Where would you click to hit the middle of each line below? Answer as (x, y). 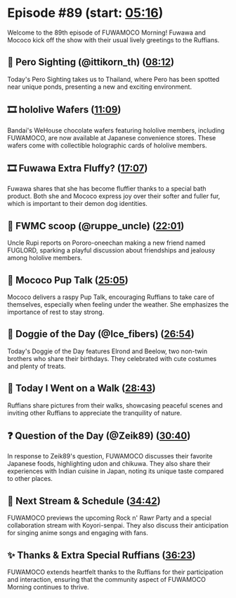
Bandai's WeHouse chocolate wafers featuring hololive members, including (116, 130)
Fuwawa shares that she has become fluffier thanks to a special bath (107, 189)
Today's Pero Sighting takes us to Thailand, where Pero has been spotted (113, 79)
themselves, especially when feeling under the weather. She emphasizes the (118, 304)
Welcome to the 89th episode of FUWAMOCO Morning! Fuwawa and (106, 32)
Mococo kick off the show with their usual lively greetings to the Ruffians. (113, 39)
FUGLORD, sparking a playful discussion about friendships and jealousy (111, 250)
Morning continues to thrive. (48, 587)
